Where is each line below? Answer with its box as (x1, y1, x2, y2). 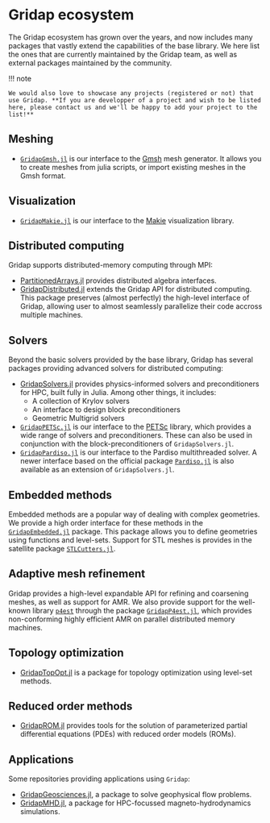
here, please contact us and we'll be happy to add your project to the (8, 103, 258, 111)
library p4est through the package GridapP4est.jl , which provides (31, 605, 252, 615)
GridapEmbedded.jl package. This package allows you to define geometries (8, 526, 258, 536)
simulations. (19, 807, 60, 817)
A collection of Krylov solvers (31, 397, 131, 406)
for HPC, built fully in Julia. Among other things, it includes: (19, 388, 217, 397)
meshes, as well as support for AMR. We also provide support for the (8, 596, 238, 606)
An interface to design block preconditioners (31, 405, 181, 414)
